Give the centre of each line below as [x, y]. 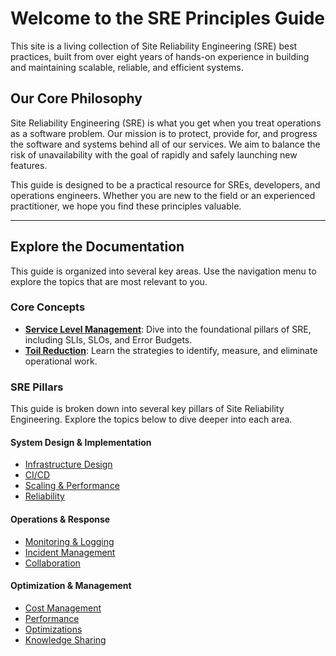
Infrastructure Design [68, 464]
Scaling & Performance [72, 486]
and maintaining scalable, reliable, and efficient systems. [127, 67]
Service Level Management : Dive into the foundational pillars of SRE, [168, 329]
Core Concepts [48, 307]
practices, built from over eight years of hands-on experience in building [160, 56]
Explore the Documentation [97, 247]
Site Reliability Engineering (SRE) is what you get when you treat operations [166, 123]
